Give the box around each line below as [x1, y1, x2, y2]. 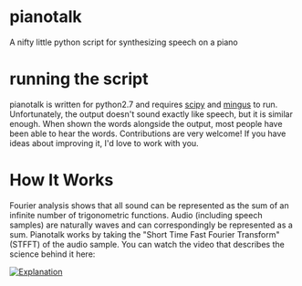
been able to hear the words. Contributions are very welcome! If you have [9, 128, 286, 139]
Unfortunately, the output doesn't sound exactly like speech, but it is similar [9, 108, 294, 120]
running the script [9, 69, 149, 90]
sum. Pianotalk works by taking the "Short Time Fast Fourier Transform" [9, 228, 280, 239]
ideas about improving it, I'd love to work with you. [9, 137, 199, 148]
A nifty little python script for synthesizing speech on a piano [9, 37, 239, 48]
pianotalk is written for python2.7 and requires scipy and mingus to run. [9, 99, 278, 110]
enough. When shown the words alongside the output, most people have [9, 118, 283, 129]
